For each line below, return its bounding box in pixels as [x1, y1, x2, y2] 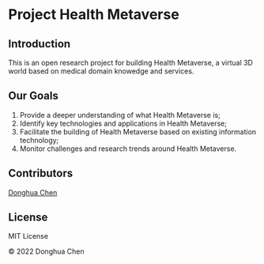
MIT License [8, 232, 49, 241]
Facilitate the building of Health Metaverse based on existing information [19, 126, 257, 136]
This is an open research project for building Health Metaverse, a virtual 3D [8, 58, 253, 67]
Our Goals [8, 89, 59, 103]
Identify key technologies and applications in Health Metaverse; [19, 119, 228, 128]
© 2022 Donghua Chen [8, 247, 85, 256]
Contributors [8, 167, 74, 180]
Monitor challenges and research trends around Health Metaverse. [19, 144, 237, 153]
